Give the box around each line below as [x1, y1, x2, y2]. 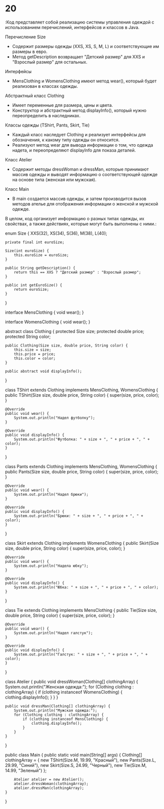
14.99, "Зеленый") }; [5, 767, 47, 773]
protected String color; [5, 333, 51, 339]
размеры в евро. [12, 49, 47, 54]
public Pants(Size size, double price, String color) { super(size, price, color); [5, 469, 159, 475]
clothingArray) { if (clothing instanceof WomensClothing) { [5, 689, 123, 695]
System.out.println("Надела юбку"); [14, 563, 89, 568]
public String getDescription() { [5, 265, 76, 270]
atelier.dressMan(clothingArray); [14, 785, 84, 790]
